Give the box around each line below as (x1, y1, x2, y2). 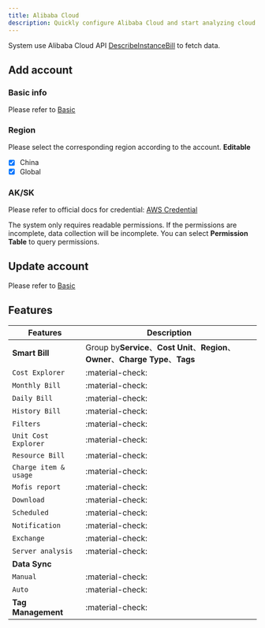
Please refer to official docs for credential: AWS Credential (8, 204, 198, 214)
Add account (8, 63, 73, 77)
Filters (12, 419, 41, 428)
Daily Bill (12, 394, 53, 402)
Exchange (12, 533, 45, 543)
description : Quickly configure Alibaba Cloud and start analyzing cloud (8, 19, 256, 27)
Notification (12, 521, 62, 529)
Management (12, 607, 64, 618)
